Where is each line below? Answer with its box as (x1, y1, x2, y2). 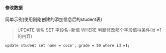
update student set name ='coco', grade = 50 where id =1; (5, 43, 130, 48)
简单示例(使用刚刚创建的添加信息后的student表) (5, 16, 103, 22)
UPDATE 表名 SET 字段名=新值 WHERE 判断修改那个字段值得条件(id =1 (17, 27, 162, 33)
